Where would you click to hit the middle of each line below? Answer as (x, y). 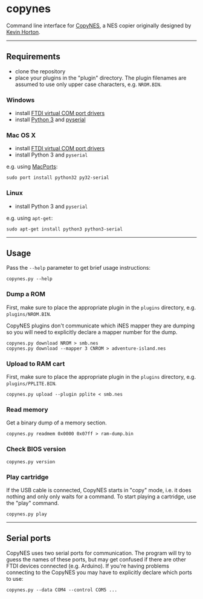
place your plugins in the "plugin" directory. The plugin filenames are (101, 78)
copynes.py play (27, 514)
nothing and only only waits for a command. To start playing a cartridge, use (101, 497)
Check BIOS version (36, 449)
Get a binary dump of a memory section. (56, 423)
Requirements (33, 57)
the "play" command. (33, 503)
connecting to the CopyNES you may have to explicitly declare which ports (99, 572)
